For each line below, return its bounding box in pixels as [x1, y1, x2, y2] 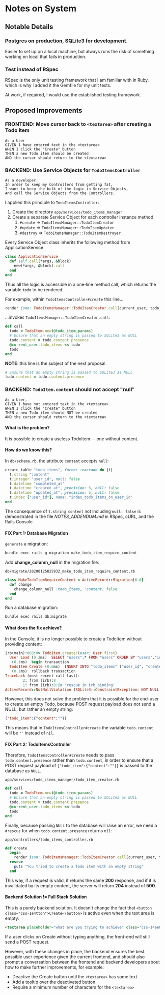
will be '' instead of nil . [5, 730, 55, 736]
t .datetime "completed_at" [9, 481, 65, 486]
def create [5, 845, 27, 851]
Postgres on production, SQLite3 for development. [5, 37, 128, 44]
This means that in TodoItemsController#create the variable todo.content [5, 725, 154, 731]
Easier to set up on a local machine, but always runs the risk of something [5, 48, 155, 54]
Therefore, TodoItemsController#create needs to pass [5, 752, 114, 758]
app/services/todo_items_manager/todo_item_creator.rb [5, 778, 120, 783]
